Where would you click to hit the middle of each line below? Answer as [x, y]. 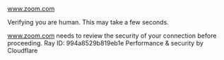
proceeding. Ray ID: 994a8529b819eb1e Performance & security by [105, 43]
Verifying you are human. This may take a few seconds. [88, 22]
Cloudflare [23, 51]
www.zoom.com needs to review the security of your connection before [112, 36]
